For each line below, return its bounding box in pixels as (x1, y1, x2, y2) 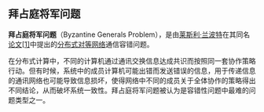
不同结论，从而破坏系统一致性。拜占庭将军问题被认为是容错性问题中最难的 (8, 85, 249, 95)
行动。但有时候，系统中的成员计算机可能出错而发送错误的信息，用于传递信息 (8, 66, 256, 75)
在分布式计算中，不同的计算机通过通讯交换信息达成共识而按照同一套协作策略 (8, 56, 256, 65)
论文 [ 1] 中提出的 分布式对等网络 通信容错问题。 (8, 39, 154, 49)
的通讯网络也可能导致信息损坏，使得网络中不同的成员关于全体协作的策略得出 (8, 75, 256, 85)
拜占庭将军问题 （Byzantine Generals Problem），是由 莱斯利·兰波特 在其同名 (8, 30, 250, 39)
